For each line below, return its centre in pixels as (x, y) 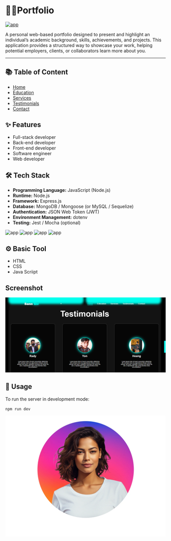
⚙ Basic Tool (26, 249)
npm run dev (18, 409)
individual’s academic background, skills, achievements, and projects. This (83, 40)
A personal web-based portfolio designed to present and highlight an (78, 34)
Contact (21, 109)
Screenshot (24, 288)
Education (23, 92)
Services (22, 98)
